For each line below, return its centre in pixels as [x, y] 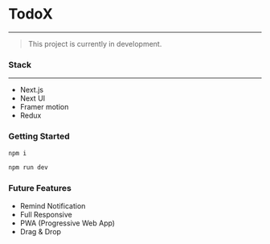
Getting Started [39, 136]
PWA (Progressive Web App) [67, 223]
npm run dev [28, 167]
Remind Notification [53, 205]
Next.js [32, 90]
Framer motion [44, 107]
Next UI [33, 98]
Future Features [40, 188]
